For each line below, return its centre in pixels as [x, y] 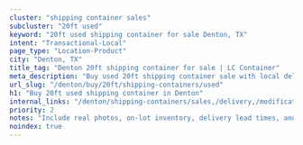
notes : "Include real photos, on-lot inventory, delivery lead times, [145, 118]
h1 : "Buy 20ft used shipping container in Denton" [106, 93]
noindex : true [36, 127]
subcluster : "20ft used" [56, 26]
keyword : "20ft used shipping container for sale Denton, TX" [129, 34]
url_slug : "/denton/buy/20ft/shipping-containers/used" [116, 85]
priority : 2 [32, 110]
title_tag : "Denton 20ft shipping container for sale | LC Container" [145, 68]
